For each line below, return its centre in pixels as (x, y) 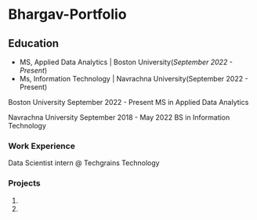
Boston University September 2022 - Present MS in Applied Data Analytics (128, 102)
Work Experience (42, 146)
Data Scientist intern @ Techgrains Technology (84, 163)
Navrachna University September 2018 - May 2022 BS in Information (119, 117)
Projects (24, 183)
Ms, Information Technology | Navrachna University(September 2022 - (134, 79)
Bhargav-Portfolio (67, 14)
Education (34, 43)
